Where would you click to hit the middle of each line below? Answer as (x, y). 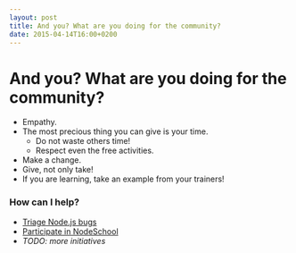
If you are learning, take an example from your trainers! (123, 179)
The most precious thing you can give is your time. (115, 131)
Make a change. (52, 160)
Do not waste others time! (83, 141)
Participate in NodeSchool (70, 231)
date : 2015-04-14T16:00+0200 (63, 34)
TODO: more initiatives (64, 240)
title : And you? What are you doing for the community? (115, 26)
